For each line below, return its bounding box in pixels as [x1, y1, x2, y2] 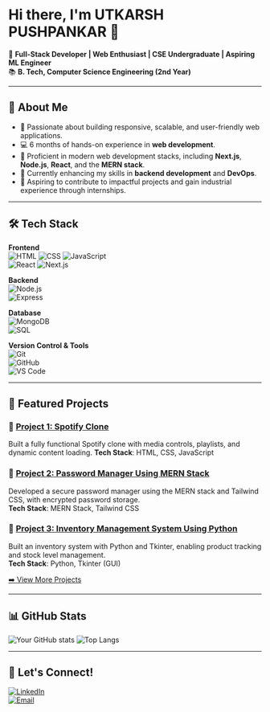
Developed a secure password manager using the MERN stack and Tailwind [8, 486, 260, 496]
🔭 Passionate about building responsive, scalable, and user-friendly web [19, 122, 260, 132]
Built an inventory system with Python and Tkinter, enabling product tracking [8, 541, 262, 551]
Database [8, 308, 42, 317]
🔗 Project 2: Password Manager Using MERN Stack [8, 468, 210, 479]
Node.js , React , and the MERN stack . [19, 159, 145, 170]
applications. [19, 130, 63, 140]
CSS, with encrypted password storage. [8, 494, 141, 504]
